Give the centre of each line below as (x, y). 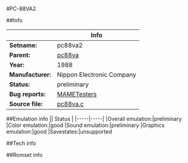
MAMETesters (77, 94)
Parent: (20, 55)
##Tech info (21, 143)
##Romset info (25, 155)
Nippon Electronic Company (96, 75)
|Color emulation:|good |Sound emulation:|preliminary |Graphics (86, 125)
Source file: (26, 104)
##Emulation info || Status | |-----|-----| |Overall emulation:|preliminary (94, 119)
